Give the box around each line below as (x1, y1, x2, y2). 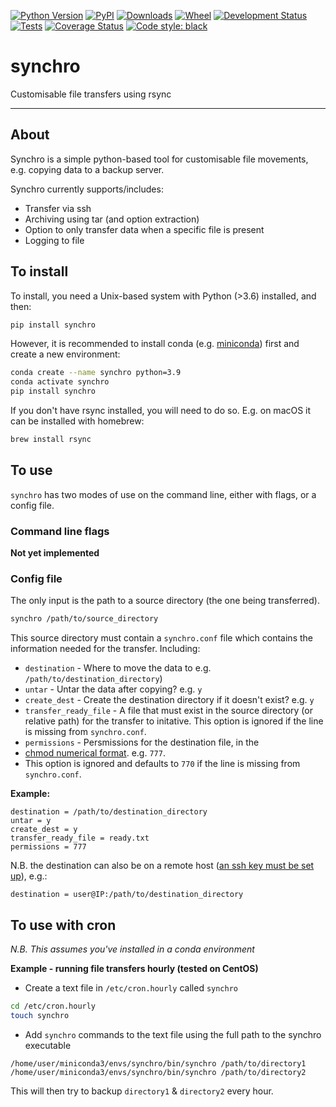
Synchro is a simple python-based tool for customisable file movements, (10, 153, 309, 165)
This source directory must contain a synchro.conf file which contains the (10, 632, 313, 644)
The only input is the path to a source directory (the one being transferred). (10, 595, 320, 607)
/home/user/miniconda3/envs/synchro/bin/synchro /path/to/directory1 (10, 1058, 307, 1069)
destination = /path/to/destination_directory (10, 807, 208, 817)
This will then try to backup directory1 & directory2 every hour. (10, 1085, 274, 1097)
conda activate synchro (10, 377, 110, 387)
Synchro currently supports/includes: (10, 183, 164, 195)
